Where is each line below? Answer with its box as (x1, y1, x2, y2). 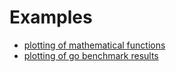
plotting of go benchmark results (23, 49, 159, 61)
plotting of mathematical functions (23, 39, 166, 51)
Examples (9, 6, 93, 29)
